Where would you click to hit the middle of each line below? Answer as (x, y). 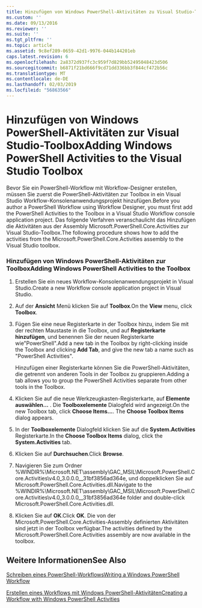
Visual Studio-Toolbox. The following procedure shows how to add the (92, 232)
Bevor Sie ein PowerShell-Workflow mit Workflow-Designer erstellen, (92, 188)
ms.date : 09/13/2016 (32, 23)
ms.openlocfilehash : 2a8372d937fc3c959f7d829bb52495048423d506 (87, 62)
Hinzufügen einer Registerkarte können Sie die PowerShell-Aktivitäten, (103, 368)
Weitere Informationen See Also (66, 560)
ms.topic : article (29, 46)
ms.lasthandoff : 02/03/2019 (41, 85)
